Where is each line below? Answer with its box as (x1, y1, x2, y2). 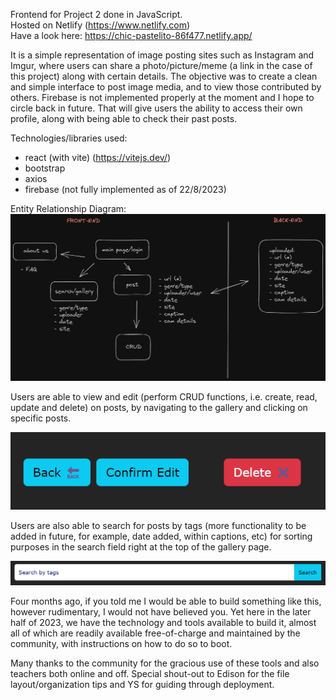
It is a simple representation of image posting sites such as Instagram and (10, 49, 315, 61)
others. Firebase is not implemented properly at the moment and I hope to (10, 92, 315, 103)
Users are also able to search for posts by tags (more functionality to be (10, 520, 307, 532)
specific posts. (10, 412, 72, 424)
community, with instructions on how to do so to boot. (10, 638, 233, 650)
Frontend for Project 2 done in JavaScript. (10, 9, 183, 20)
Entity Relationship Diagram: (10, 203, 127, 214)
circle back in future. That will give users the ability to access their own (10, 102, 303, 114)
